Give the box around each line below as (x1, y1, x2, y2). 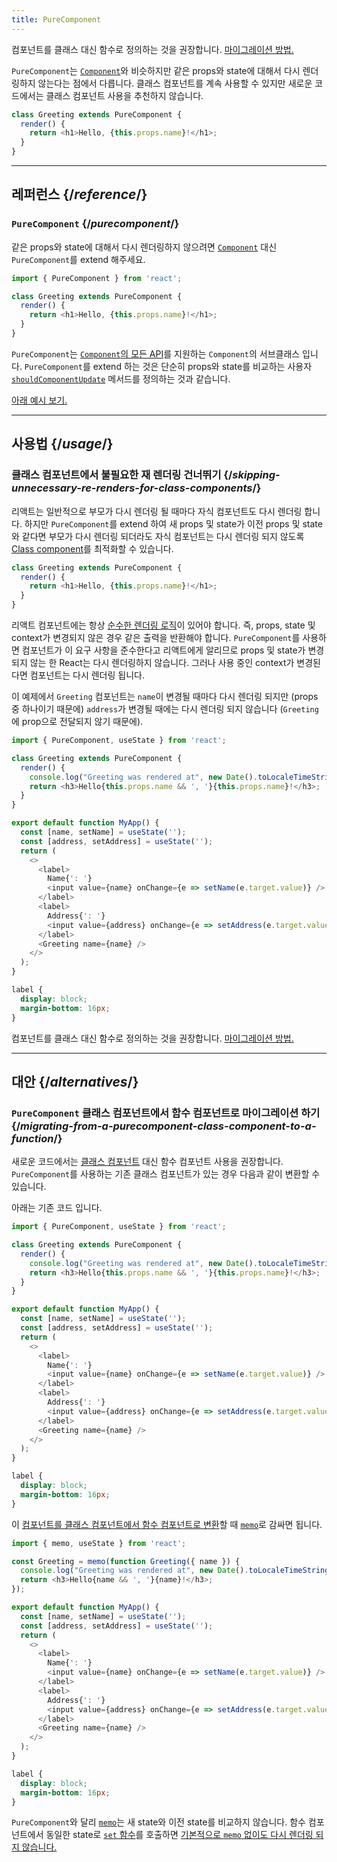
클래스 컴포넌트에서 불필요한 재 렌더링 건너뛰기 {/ (11, 468, 233, 482)
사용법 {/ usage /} (11, 436, 114, 453)
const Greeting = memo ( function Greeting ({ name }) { (11, 1556, 241, 1566)
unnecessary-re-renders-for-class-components (11, 481, 253, 495)
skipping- (232, 468, 281, 482)
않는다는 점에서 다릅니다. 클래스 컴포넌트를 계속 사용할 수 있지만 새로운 (37, 77, 313, 89)
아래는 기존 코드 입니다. (11, 1202, 103, 1214)
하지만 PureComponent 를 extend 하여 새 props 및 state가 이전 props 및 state (24, 517, 323, 530)
